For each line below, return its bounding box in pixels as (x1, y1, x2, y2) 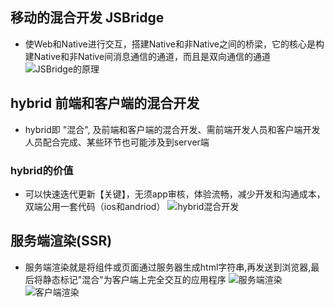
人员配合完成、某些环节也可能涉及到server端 (24, 136, 210, 148)
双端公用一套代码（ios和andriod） (24, 200, 166, 212)
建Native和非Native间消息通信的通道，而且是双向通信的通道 (24, 50, 272, 62)
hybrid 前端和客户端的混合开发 (10, 95, 200, 112)
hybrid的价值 (10, 163, 74, 177)
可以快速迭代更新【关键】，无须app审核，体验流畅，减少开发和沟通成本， (24, 188, 326, 200)
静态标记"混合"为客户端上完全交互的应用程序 (42, 273, 227, 285)
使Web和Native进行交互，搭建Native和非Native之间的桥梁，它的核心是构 (24, 38, 325, 50)
